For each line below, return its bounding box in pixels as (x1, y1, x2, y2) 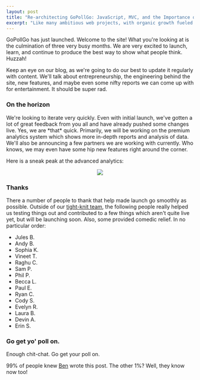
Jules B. (14, 233, 35, 241)
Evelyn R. (14, 303, 38, 310)
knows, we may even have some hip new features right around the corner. (6, 145, 188, 152)
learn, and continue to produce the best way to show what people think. (6, 49, 183, 56)
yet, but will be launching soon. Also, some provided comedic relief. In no (6, 216, 186, 223)
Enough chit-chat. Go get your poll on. (6, 351, 100, 358)
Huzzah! (6, 55, 27, 63)
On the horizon (6, 101, 51, 109)
